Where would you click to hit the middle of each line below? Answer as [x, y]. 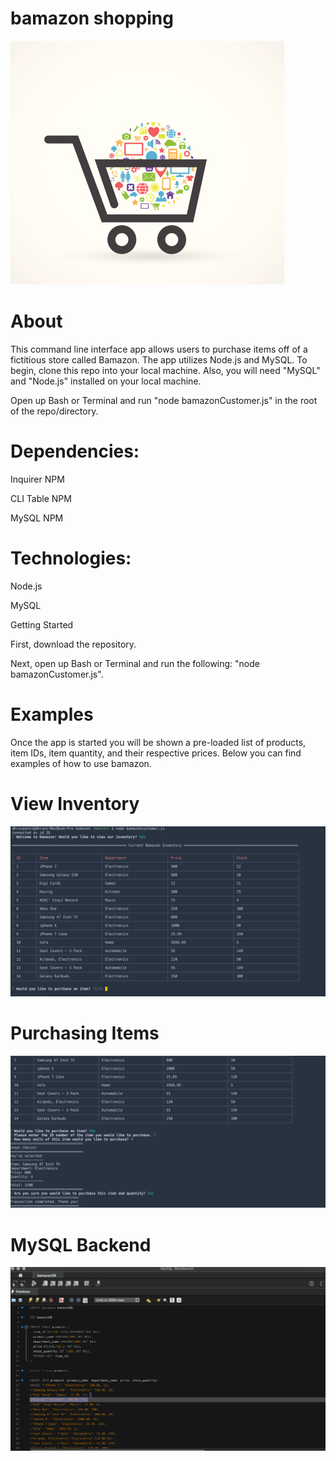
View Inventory [75, 803]
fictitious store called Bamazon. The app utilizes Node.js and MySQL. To [159, 359]
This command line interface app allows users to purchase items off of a [159, 349]
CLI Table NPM [41, 498]
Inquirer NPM [37, 479]
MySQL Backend [81, 1244]
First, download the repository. [73, 644]
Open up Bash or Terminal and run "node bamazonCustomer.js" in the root [164, 400]
